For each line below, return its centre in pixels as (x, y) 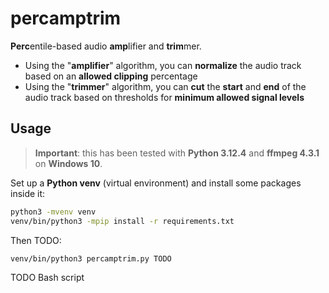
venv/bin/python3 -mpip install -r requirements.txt (122, 221)
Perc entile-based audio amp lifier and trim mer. (106, 46)
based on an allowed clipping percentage (111, 76)
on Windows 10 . (68, 163)
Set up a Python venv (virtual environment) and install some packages (156, 183)
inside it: (28, 193)
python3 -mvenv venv (53, 212)
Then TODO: (36, 240)
